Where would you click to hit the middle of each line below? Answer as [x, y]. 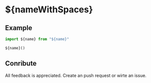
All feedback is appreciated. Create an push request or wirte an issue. [76, 75]
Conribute [21, 63]
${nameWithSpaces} [49, 10]
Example [19, 28]
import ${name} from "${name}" [37, 39]
